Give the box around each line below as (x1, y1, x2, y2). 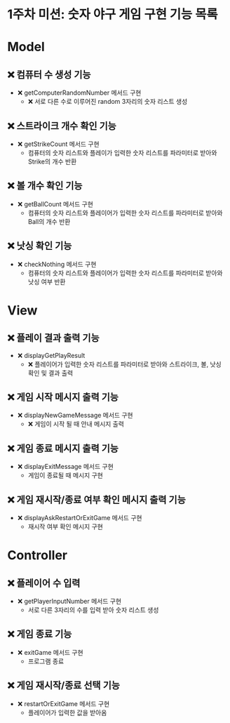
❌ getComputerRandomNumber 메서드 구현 (17, 88, 142, 97)
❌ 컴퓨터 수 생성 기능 (7, 68, 91, 81)
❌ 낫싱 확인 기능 (7, 240, 72, 252)
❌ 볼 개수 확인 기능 (7, 180, 83, 192)
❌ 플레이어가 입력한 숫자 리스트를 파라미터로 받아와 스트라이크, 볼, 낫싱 (27, 359, 222, 369)
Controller (7, 548, 68, 564)
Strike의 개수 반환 (27, 157, 77, 166)
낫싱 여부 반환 (27, 277, 66, 286)
